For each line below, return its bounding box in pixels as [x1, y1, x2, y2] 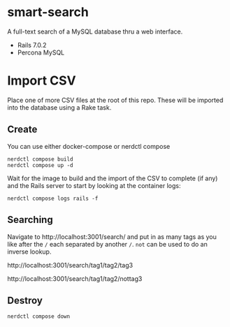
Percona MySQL [17, 48, 65, 57]
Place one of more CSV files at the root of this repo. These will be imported [7, 96, 224, 104]
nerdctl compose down [7, 313, 71, 320]
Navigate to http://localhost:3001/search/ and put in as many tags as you [7, 232, 217, 241]
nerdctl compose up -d [7, 161, 73, 168]
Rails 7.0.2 [17, 41, 47, 49]
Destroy [7, 294, 43, 306]
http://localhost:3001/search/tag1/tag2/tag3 [7, 261, 134, 269]
